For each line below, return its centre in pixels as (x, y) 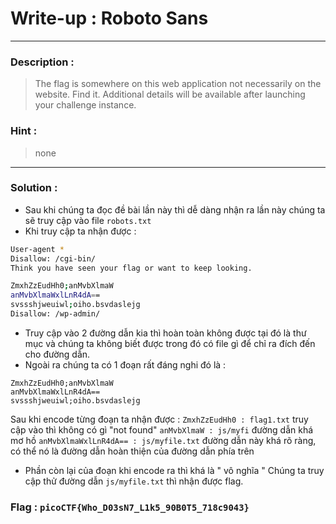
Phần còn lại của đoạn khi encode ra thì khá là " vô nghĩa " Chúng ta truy (174, 470)
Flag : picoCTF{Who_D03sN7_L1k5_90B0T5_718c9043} (130, 507)
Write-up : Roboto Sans (109, 18)
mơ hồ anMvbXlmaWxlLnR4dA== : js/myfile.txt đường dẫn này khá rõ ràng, (163, 440)
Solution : (34, 188)
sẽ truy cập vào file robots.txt (88, 220)
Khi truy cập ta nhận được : (80, 231)
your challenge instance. (85, 105)
